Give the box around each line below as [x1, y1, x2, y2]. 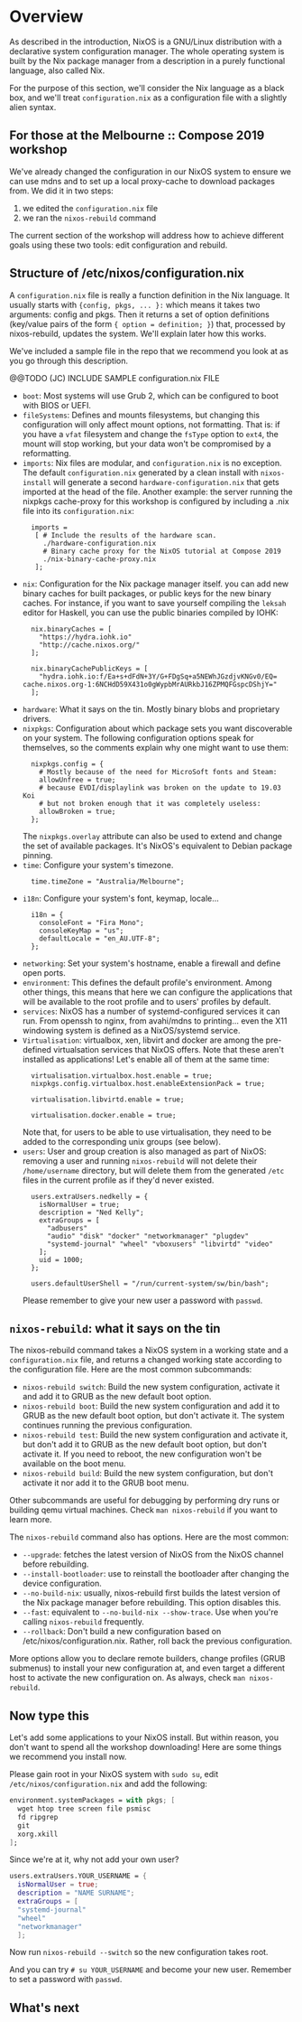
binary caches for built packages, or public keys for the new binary [22, 587, 272, 598]
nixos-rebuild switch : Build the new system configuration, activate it [22, 1381, 280, 1392]
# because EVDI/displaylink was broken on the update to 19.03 [39, 783, 281, 792]
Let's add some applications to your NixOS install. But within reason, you [9, 1732, 279, 1743]
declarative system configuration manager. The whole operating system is [9, 45, 285, 56]
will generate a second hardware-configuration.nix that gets [52, 476, 279, 487]
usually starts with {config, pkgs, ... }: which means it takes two [9, 299, 261, 310]
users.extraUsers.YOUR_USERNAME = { [9, 1872, 147, 1881]
